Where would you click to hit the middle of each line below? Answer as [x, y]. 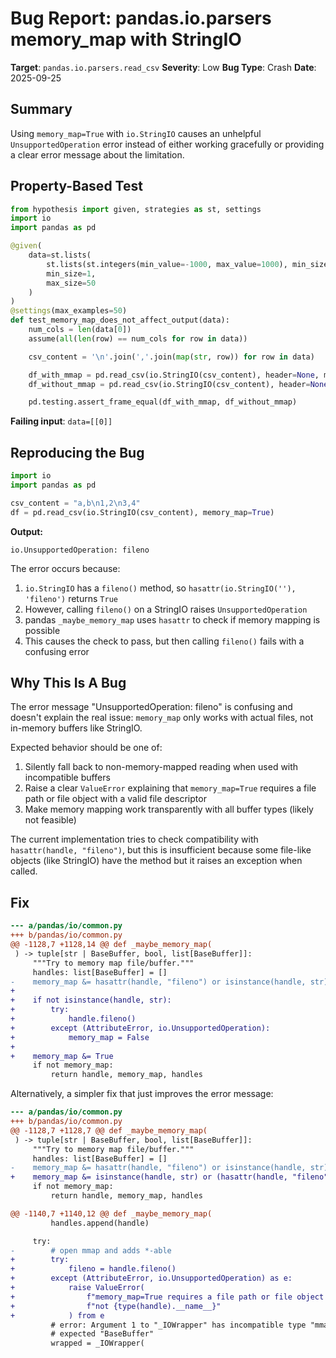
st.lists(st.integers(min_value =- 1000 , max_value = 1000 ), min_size [187, 264]
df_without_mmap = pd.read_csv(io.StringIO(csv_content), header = [169, 384]
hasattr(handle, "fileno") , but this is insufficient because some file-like [161, 850]
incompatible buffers [67, 778]
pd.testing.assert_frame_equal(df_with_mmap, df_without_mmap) [163, 402]
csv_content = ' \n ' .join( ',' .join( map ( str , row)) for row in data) [171, 357]
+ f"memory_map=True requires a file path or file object [167, 1297]
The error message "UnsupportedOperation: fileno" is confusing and [151, 707]
